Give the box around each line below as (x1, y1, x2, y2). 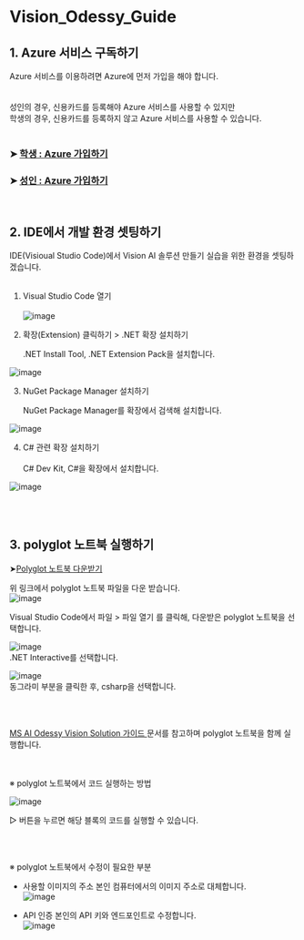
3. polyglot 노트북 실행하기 (9, 537, 155, 553)
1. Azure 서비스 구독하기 (9, 45, 139, 60)
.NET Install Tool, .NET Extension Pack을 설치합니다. (22, 349, 216, 360)
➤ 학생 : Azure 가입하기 (9, 148, 108, 160)
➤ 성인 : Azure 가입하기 (9, 174, 108, 187)
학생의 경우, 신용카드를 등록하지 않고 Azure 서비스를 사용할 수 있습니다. (9, 113, 262, 124)
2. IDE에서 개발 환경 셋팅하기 (9, 224, 162, 240)
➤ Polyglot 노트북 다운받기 (9, 563, 103, 574)
